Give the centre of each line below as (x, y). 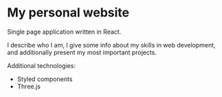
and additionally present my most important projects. (82, 52)
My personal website (68, 13)
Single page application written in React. (64, 32)
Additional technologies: (41, 65)
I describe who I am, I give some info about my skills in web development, (111, 45)
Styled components (45, 79)
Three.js (29, 86)
